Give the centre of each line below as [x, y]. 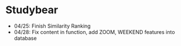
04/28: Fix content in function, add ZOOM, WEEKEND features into [94, 32]
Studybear [32, 10]
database [25, 38]
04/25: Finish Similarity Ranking [52, 26]
